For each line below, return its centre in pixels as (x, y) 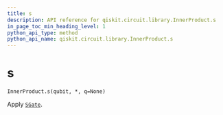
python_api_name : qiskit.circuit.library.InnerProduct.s (90, 39)
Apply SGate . (25, 105)
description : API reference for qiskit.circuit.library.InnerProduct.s (111, 20)
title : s (20, 13)
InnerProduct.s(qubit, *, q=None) (57, 92)
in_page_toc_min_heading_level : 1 (57, 26)
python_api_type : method (43, 33)
